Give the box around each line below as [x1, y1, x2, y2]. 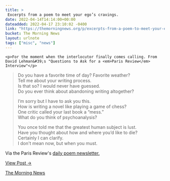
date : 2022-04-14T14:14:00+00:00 [5, 17, 76, 22]
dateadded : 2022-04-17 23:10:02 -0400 [5, 21, 87, 27]
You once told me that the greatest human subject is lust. [17, 124, 137, 130]
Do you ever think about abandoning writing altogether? [17, 88, 134, 94]
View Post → [5, 160, 32, 166]
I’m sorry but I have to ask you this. [17, 98, 91, 104]
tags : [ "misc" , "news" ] [5, 41, 56, 46]
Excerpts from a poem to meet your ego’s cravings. [7, 12, 119, 17]
